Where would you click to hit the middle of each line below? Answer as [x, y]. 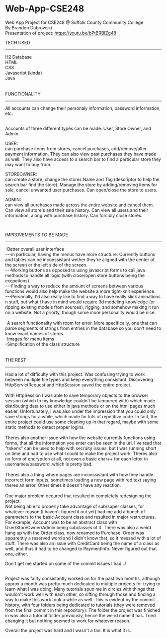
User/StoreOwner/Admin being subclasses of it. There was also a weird [78, 527]
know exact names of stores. [35, 333]
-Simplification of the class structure [42, 344]
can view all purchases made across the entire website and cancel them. [80, 205]
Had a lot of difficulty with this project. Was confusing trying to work [75, 374]
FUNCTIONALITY [23, 94]
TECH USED [18, 42]
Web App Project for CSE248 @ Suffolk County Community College [74, 22]
